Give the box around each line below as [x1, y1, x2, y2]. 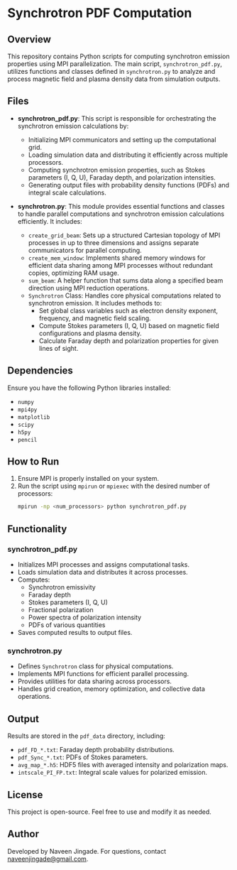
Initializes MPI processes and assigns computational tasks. [17, 560, 190, 569]
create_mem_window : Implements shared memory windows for [28, 254, 206, 262]
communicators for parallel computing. [28, 246, 142, 254]
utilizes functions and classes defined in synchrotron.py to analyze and [7, 67, 216, 75]
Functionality [7, 523, 67, 535]
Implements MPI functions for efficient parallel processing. [17, 670, 189, 678]
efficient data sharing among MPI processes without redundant [28, 261, 213, 269]
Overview [7, 33, 52, 45]
